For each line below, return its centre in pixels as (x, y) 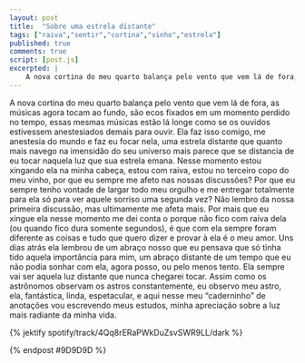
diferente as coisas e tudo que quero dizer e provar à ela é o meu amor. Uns (152, 238)
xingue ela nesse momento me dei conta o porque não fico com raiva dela (148, 218)
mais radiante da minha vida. (63, 315)
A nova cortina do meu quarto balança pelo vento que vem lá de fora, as (144, 103)
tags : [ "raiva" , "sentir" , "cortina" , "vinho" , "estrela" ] (115, 34)
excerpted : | (34, 69)
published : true (40, 43)
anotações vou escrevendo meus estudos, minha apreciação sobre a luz (145, 305)
